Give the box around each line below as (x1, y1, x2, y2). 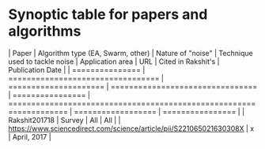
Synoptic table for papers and (8, 6, 208, 24)
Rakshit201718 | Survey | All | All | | (8, 115, 121, 125)
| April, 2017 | (8, 132, 51, 141)
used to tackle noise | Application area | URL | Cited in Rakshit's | (8, 57, 220, 66)
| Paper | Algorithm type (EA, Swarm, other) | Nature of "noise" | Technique (8, 48, 253, 58)
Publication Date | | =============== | (8, 65, 146, 74)
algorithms (8, 22, 81, 40)
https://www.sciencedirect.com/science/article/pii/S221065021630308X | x (8, 124, 255, 133)
